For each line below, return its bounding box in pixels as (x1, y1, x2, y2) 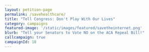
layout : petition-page (5, 7, 52, 12)
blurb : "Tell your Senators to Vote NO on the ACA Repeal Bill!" (5, 30, 144, 35)
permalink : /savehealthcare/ (5, 12, 66, 17)
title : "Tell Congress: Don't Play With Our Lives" (5, 16, 115, 21)
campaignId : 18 (5, 40, 37, 45)
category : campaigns (5, 21, 48, 26)
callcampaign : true (5, 35, 46, 40)
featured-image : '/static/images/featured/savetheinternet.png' (5, 26, 142, 31)
